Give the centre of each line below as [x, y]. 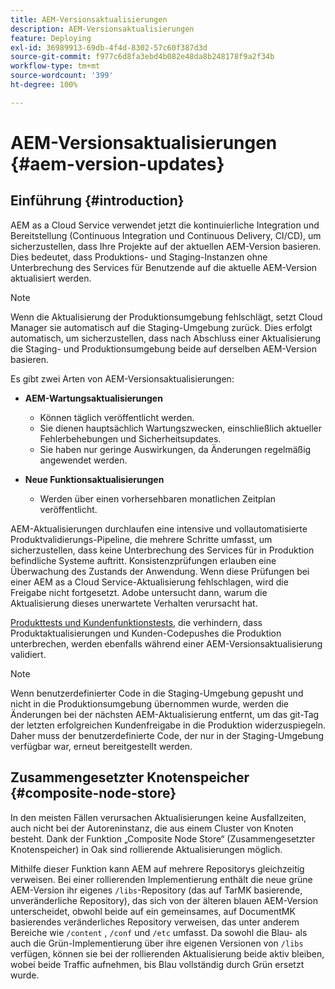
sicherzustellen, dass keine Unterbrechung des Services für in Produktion [162, 550]
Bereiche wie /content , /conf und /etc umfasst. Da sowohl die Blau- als [159, 932]
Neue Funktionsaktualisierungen [94, 479]
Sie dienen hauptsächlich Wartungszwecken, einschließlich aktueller [181, 428]
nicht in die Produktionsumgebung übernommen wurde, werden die [150, 703]
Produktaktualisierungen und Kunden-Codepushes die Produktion [146, 633]
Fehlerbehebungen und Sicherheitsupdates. [130, 438]
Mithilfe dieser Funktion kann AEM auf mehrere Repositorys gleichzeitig [157, 868]
